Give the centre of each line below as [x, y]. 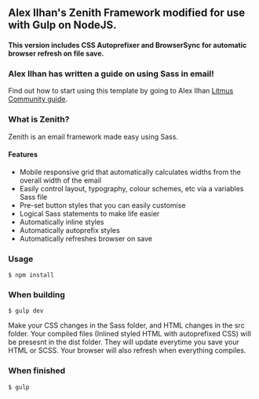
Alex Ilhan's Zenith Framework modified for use [127, 13]
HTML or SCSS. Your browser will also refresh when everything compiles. [127, 350]
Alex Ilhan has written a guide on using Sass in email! [111, 74]
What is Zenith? [39, 119]
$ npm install [31, 275]
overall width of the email [60, 180]
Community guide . [38, 99]
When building [36, 295]
